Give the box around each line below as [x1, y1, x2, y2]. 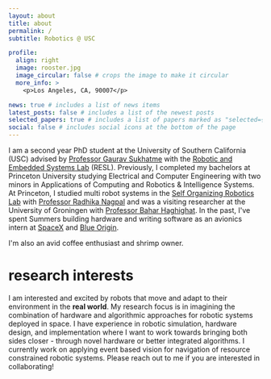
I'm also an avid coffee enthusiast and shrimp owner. [8, 239, 184, 248]
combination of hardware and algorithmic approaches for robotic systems [8, 310, 253, 319]
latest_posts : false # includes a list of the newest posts [8, 108, 215, 117]
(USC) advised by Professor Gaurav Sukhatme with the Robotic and [8, 154, 233, 164]
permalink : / [8, 27, 52, 35]
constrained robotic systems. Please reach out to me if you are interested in [8, 352, 261, 363]
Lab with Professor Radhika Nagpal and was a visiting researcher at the [8, 197, 246, 206]
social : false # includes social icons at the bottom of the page [8, 123, 236, 131]
